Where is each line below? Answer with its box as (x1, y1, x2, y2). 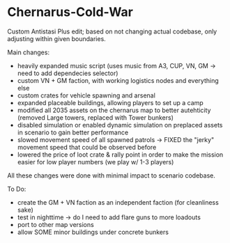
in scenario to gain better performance (17, 128, 129, 136)
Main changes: (7, 48, 50, 56)
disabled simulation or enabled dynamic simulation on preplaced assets (17, 120, 223, 129)
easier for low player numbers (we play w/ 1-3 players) (17, 157, 174, 166)
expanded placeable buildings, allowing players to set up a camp (17, 98, 204, 107)
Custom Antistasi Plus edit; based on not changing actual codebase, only (7, 27, 217, 36)
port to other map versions (17, 220, 94, 228)
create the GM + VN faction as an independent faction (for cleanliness (17, 198, 220, 206)
